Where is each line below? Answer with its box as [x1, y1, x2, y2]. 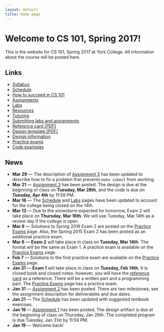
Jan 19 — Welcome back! [12, 322, 64, 329]
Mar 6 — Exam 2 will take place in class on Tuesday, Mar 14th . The [12, 239, 149, 245]
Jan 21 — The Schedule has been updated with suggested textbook [12, 296, 149, 302]
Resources [12, 107, 34, 113]
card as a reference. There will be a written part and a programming [12, 276, 149, 281]
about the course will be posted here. [5, 54, 81, 60]
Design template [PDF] [12, 128, 58, 134]
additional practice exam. [12, 234, 64, 240]
